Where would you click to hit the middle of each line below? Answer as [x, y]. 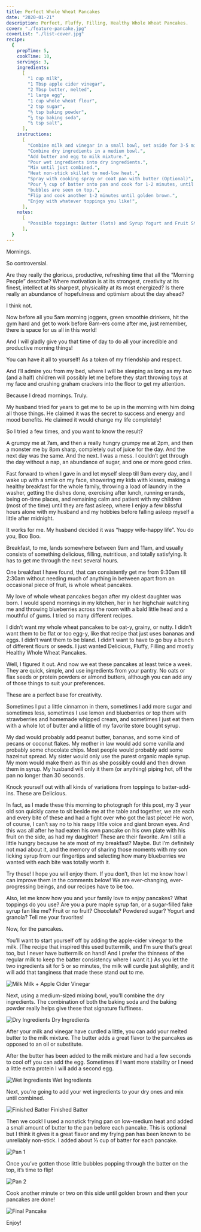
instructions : [34, 134]
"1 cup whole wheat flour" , [63, 101]
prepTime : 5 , [33, 51]
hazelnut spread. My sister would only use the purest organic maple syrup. [98, 756]
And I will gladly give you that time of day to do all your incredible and [92, 341]
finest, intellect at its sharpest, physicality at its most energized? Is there [95, 287]
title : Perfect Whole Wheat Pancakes [53, 12]
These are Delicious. [42, 793]
